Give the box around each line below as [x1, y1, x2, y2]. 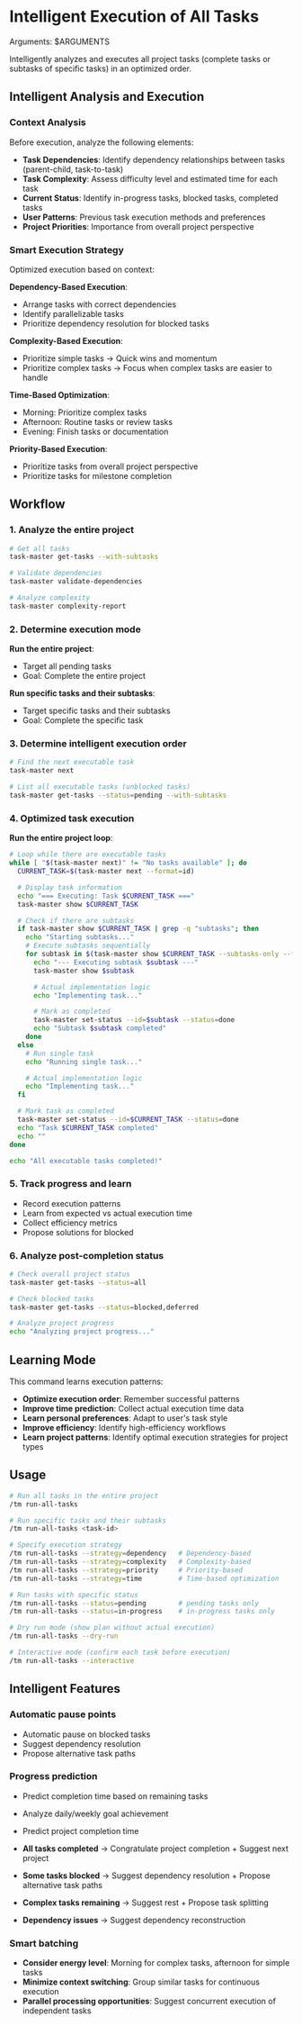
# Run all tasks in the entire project [9, 1491, 159, 1500]
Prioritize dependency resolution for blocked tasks [22, 318, 209, 329]
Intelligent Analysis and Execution [9, 89, 205, 104]
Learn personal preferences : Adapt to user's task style [22, 1413, 228, 1424]
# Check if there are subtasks [17, 916, 135, 925]
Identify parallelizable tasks [22, 308, 124, 319]
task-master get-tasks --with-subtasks [9, 552, 159, 562]
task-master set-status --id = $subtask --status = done [32, 1016, 235, 1025]
